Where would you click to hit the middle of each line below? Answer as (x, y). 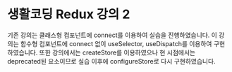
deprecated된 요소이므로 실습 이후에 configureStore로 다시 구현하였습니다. (112, 61)
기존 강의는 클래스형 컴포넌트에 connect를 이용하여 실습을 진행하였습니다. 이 (112, 35)
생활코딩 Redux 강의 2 (69, 14)
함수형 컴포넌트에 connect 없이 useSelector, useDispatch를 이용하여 (116, 43)
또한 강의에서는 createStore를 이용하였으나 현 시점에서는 (117, 52)
